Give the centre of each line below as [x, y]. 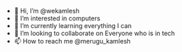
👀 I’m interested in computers [57, 18]
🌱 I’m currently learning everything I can [73, 26]
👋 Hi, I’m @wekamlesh [47, 11]
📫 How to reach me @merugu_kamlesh [73, 41]
